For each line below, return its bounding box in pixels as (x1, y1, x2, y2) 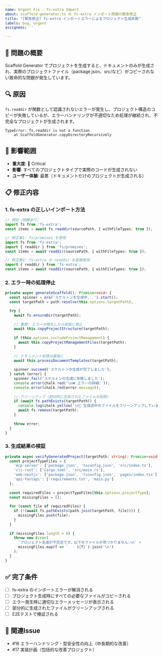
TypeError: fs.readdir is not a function (5, 128, 90, 133)
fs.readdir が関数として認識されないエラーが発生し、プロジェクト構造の (5, 106, 151, 112)
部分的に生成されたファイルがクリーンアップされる (12, 605, 114, 611)
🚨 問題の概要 (5, 49, 43, 57)
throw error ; (14, 421, 40, 426)
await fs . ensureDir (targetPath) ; (14, 313, 81, 318)
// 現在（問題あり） (5, 217, 41, 223)
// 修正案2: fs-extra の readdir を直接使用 (5, 258, 90, 263)
